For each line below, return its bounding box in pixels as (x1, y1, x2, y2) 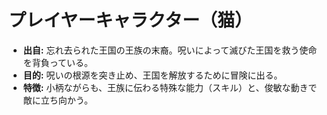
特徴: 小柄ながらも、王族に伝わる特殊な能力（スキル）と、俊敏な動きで (22, 81, 318, 93)
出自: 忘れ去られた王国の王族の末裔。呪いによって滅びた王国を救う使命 (22, 44, 318, 56)
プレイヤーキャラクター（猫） (8, 9, 253, 32)
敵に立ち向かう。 (22, 94, 93, 106)
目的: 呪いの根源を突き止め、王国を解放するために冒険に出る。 (22, 69, 283, 81)
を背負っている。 (22, 56, 94, 68)
